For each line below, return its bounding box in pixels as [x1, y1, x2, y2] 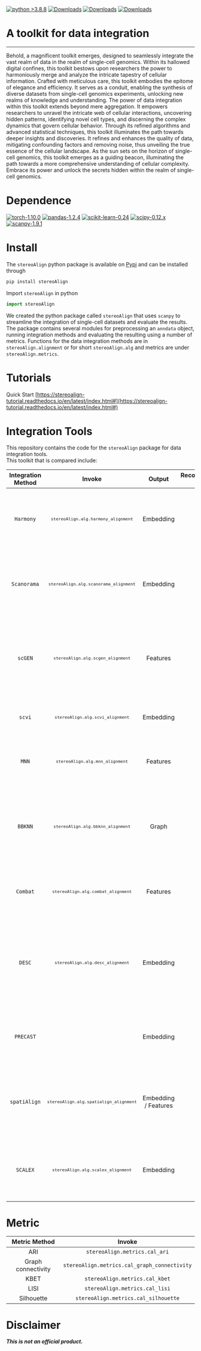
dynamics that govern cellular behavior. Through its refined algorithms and [6, 122, 190, 129]
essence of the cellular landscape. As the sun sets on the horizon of [6, 147, 174, 154]
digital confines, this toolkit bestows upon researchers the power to [6, 65, 172, 72]
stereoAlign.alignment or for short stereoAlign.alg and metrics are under [6, 344, 190, 351]
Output [148, 475, 169, 483]
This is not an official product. [6, 1338, 83, 1345]
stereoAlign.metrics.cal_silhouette [75, 1295, 180, 1302]
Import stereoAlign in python [6, 289, 78, 296]
